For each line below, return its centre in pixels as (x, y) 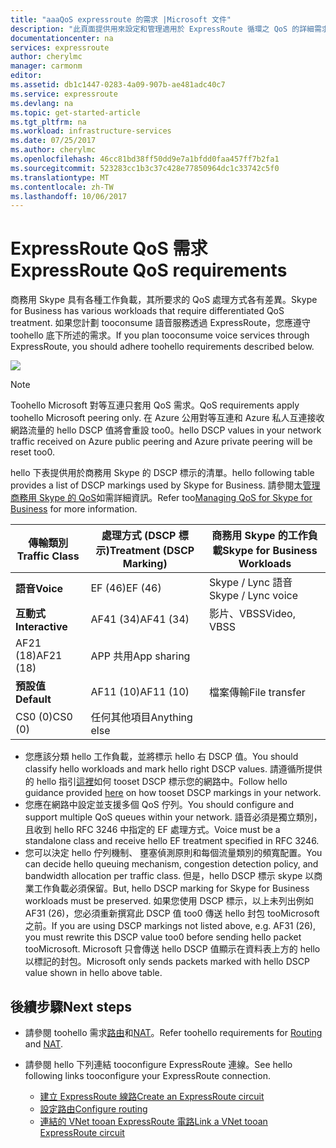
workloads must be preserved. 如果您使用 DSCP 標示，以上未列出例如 (169, 901)
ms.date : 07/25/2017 (53, 141)
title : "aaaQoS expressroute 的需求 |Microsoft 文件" (121, 19)
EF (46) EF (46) (126, 588)
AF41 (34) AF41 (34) (140, 619)
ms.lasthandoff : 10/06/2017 (69, 196)
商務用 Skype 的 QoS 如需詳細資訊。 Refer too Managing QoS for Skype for (161, 498)
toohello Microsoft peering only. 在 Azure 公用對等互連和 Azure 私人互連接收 (167, 418)
